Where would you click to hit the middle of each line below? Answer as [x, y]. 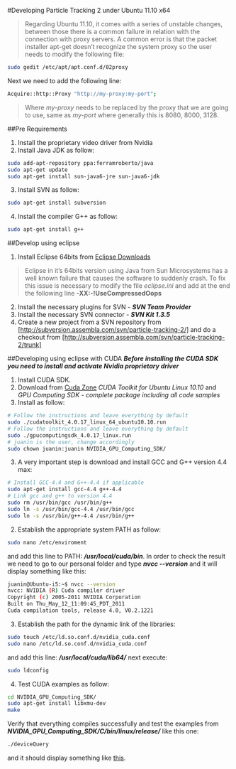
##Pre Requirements [37, 129]
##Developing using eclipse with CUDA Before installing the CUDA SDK [113, 359]
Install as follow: [41, 403]
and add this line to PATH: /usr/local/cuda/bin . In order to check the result [116, 556]
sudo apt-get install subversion [57, 203]
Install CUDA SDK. [44, 380]
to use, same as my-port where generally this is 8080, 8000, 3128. [122, 115]
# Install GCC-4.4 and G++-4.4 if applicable [75, 483]
